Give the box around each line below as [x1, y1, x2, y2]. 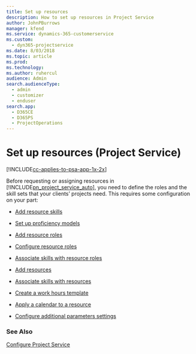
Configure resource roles [14, 243, 77, 250]
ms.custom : [6, 37, 34, 43]
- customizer [11, 92, 44, 98]
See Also [6, 327, 33, 335]
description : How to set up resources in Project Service [6, 14, 154, 20]
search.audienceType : [6, 81, 61, 87]
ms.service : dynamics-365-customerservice [6, 31, 114, 37]
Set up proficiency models [14, 220, 80, 227]
